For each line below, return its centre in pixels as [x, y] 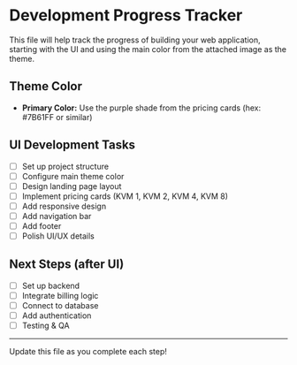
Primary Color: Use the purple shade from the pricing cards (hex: [141, 108]
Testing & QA [46, 326]
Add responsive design [64, 206]
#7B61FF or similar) [57, 117]
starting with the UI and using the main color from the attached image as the [148, 49]
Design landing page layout [72, 186]
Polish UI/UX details [58, 236]
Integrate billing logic [60, 295]
